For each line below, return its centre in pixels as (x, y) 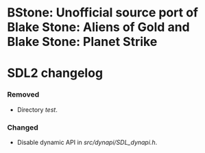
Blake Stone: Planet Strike (82, 42)
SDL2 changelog (55, 73)
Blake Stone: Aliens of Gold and (98, 27)
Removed (23, 95)
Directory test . (37, 109)
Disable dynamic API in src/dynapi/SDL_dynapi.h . (87, 142)
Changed (23, 127)
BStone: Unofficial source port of (103, 13)
